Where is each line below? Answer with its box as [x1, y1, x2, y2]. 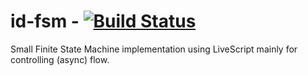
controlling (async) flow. [10, 53, 110, 65]
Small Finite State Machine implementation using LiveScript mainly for [10, 43, 298, 55]
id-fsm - [10, 10, 80, 33]
